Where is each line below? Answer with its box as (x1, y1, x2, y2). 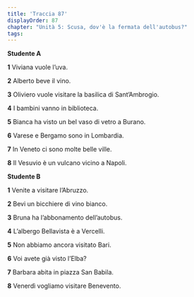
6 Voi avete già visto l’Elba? (7, 255, 87, 263)
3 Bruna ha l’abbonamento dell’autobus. (7, 213, 123, 222)
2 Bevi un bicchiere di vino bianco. (7, 200, 108, 208)
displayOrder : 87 (7, 17, 59, 24)
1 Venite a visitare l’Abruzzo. (7, 186, 89, 195)
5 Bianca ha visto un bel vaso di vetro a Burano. (7, 118, 146, 126)
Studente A (7, 49, 41, 58)
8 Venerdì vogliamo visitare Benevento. (7, 281, 121, 290)
